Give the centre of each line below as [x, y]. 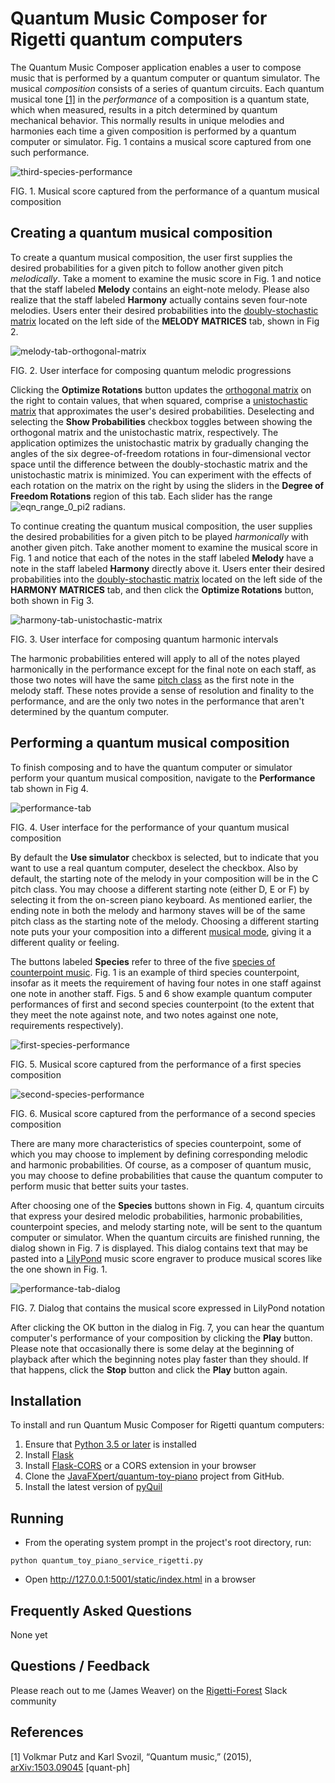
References [47, 1732]
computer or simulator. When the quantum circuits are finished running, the [165, 1237]
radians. [109, 506]
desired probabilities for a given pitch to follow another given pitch [147, 268]
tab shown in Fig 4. [49, 788]
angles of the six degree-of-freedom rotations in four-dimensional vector [161, 453]
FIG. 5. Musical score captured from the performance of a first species [156, 1064]
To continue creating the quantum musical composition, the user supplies [161, 526]
